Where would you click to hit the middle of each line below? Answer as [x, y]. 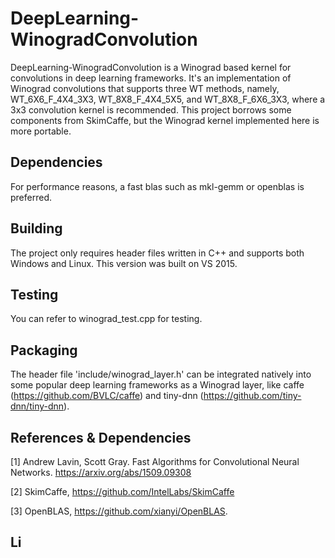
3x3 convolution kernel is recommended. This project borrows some [151, 109]
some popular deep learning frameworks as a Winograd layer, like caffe [157, 385]
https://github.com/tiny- [252, 396]
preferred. [31, 197]
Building [36, 228]
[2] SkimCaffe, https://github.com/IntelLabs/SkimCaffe [122, 491]
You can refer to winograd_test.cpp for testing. [106, 319]
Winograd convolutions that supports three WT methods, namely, [145, 88]
